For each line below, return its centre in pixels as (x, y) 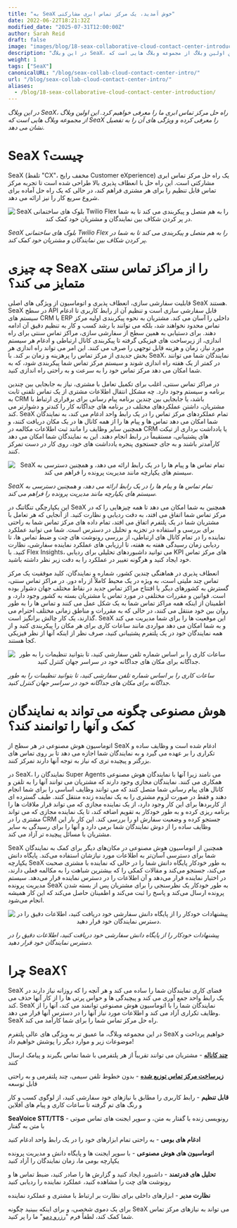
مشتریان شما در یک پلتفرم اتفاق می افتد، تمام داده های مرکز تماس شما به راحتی (114, 522)
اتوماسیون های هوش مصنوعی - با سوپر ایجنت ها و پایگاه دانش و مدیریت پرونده (111, 1153)
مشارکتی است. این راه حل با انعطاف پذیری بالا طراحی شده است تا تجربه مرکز (111, 183)
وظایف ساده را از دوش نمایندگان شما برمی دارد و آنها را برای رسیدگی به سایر (110, 826)
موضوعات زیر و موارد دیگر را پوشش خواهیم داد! (71, 1041)
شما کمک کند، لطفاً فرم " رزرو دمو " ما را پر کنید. (71, 1216)
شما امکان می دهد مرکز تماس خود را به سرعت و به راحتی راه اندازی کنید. (105, 370)
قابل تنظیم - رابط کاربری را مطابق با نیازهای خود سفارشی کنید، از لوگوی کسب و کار (118, 1097)
